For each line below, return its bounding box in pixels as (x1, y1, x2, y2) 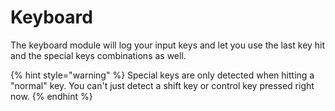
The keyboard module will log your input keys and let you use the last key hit (10, 39, 326, 51)
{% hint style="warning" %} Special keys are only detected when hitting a (10, 69, 315, 81)
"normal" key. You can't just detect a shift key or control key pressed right (10, 79, 315, 91)
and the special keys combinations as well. (10, 49, 187, 61)
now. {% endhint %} (10, 90, 93, 102)
